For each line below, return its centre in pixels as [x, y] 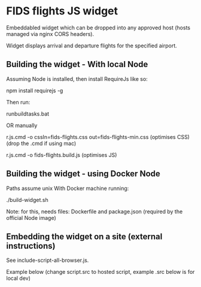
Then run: [18, 102]
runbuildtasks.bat [28, 114]
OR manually [22, 125]
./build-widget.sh [28, 200]
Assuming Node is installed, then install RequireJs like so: [77, 78]
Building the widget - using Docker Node [83, 174]
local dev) [19, 278]
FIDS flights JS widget [62, 11]
